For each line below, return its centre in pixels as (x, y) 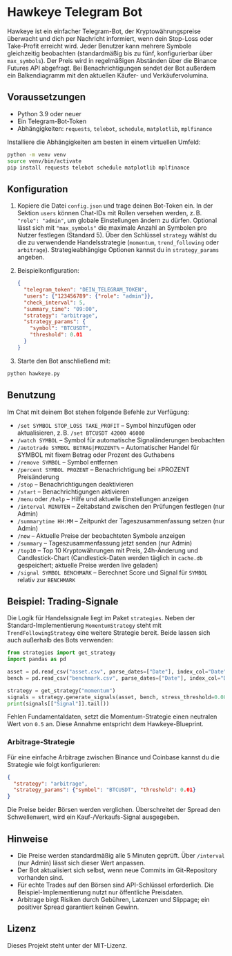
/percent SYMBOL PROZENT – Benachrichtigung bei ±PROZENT (103, 469)
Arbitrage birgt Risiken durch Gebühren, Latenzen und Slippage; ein (113, 900)
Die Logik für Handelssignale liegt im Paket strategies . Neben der (101, 618)
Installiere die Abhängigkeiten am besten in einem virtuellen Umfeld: (104, 142)
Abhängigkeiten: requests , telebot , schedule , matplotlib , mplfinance (115, 128)
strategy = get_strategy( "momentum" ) (61, 691)
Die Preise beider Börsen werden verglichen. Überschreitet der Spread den (114, 810)
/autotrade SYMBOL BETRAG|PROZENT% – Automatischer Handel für (108, 447)
